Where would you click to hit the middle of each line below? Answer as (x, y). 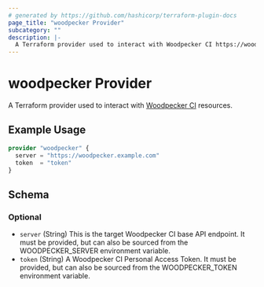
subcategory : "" (35, 30)
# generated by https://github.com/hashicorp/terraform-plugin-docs (123, 15)
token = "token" (44, 163)
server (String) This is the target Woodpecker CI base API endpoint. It (132, 234)
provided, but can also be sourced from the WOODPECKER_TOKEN (128, 267)
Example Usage (47, 130)
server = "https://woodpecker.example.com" (87, 155)
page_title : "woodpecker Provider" (66, 23)
